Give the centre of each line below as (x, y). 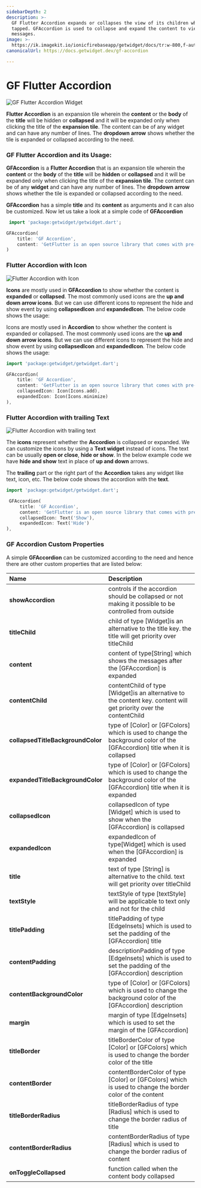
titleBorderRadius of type (144, 1104)
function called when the (143, 1168)
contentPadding (33, 961)
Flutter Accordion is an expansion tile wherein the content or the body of (97, 114)
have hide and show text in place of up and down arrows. (78, 462)
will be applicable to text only (149, 901)
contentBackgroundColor (46, 994)
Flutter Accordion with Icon (47, 266)
